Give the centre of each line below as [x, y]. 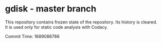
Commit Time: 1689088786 [32, 36]
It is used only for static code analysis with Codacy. [56, 27]
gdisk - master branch [51, 9]
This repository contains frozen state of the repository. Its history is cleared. [81, 22]
